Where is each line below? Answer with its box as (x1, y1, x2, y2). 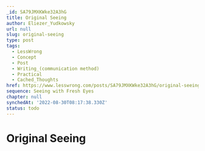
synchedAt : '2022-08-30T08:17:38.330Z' (6, 99, 108, 105)
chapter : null (6, 94, 43, 100)
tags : (6, 43, 20, 49)
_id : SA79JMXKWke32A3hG (6, 9, 67, 15)
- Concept (12, 54, 37, 60)
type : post (6, 37, 34, 43)
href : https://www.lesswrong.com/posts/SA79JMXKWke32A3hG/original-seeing (6, 83, 201, 89)
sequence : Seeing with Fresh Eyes (6, 88, 95, 94)
